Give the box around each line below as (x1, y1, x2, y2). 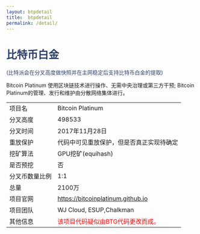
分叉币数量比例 (9, 172, 52, 181)
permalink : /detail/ (6, 20, 58, 26)
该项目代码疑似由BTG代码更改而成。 (57, 218, 160, 226)
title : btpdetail (6, 14, 52, 21)
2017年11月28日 (57, 127, 107, 136)
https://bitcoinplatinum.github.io (57, 194, 148, 203)
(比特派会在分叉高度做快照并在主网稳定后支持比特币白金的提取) (6, 69, 164, 76)
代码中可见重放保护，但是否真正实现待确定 (57, 138, 179, 147)
